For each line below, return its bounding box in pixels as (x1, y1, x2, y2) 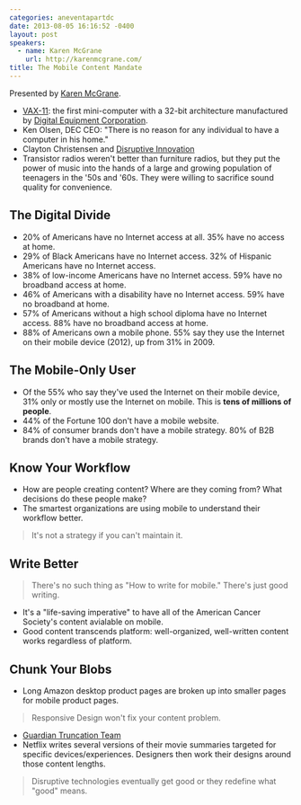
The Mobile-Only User (9, 363, 137, 378)
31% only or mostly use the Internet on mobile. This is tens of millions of (22, 396, 292, 407)
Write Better (9, 556, 79, 571)
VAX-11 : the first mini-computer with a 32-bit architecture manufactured (22, 105, 288, 116)
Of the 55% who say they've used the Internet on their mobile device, (22, 386, 280, 397)
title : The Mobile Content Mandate (9, 64, 143, 73)
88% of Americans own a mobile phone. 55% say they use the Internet (22, 327, 285, 338)
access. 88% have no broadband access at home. (22, 317, 208, 328)
